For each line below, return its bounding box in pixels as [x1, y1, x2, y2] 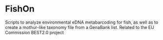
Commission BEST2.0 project [5, 29, 64, 35]
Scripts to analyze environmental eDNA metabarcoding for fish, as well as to [5, 19, 159, 25]
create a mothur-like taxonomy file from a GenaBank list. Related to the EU [5, 24, 155, 30]
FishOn [5, 3, 35, 14]
